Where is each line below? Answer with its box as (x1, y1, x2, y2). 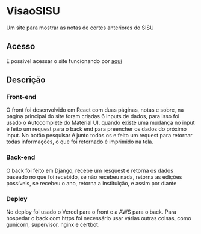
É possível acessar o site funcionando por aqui (6, 57, 122, 64)
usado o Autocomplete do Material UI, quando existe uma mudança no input (6, 119, 195, 127)
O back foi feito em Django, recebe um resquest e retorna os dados (6, 167, 173, 174)
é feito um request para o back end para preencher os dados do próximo (6, 125, 187, 133)
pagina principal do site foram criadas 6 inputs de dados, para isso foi (6, 113, 179, 120)
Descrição (6, 75, 46, 85)
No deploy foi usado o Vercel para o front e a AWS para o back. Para (6, 208, 176, 215)
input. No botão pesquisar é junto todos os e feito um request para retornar (6, 132, 193, 139)
